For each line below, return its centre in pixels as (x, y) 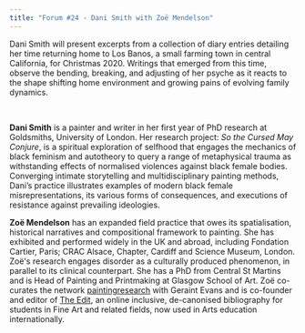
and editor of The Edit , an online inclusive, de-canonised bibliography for (147, 299)
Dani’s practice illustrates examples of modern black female (122, 185)
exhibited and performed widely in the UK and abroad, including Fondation (149, 241)
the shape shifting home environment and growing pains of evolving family (149, 82)
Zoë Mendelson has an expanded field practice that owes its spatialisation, (150, 222)
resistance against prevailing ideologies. (85, 205)
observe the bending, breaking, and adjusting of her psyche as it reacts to (148, 73)
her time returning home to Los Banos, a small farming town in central (140, 53)
